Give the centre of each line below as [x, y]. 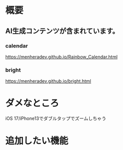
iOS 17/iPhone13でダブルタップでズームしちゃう [56, 118]
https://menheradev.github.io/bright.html [48, 81]
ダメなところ [32, 103]
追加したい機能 [37, 141]
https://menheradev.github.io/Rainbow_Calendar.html [61, 57]
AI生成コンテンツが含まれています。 [62, 31]
